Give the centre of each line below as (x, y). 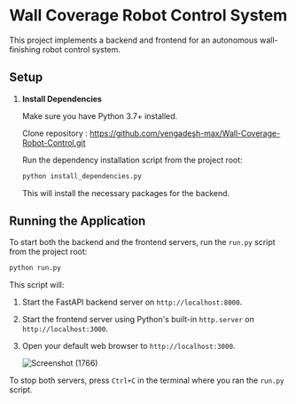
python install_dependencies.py (82, 176)
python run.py (35, 268)
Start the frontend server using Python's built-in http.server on (138, 320)
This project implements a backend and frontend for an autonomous (134, 40)
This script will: (37, 285)
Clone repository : (55, 133)
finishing (25, 49)
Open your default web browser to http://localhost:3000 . (129, 346)
